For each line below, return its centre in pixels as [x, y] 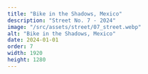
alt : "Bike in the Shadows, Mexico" [62, 33]
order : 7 [20, 47]
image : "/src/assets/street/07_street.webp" [74, 27]
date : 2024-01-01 [33, 40]
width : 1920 [25, 54]
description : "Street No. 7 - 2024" [62, 20]
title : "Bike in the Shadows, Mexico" [65, 14]
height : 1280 [27, 60]
